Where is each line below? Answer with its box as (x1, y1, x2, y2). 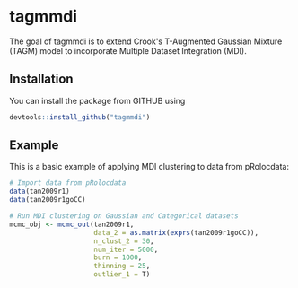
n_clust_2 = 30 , (93, 236, 154, 246)
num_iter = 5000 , (93, 245, 159, 254)
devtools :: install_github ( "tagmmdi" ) (9, 112, 151, 122)
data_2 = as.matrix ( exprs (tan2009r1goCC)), (93, 228, 259, 237)
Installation (9, 72, 74, 87)
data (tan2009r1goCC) (9, 196, 87, 205)
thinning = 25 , (93, 262, 151, 271)
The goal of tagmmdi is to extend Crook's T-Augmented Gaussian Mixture (9, 36, 283, 47)
